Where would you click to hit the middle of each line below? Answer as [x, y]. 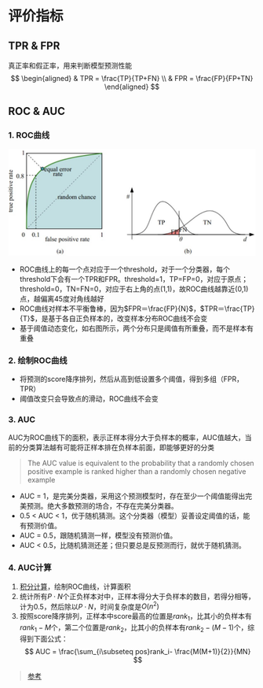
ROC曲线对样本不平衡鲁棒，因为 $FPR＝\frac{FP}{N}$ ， [110, 309]
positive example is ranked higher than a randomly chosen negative [137, 472]
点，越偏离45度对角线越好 [62, 298]
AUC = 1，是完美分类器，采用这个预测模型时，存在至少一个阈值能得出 [132, 496]
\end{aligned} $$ [132, 87]
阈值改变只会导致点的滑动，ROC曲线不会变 [89, 399]
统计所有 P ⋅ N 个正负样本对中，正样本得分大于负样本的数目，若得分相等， [137, 596]
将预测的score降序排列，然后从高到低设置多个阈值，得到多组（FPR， [131, 379]
